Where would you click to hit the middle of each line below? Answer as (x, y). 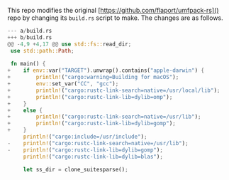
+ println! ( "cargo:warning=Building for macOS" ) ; (93, 78)
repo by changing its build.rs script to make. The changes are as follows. (115, 18)
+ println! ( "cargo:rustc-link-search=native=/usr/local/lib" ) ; (114, 90)
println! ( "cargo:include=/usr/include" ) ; (85, 137)
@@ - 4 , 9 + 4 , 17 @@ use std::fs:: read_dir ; (69, 44)
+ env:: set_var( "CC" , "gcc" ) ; (63, 84)
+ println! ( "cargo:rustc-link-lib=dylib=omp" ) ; (90, 97)
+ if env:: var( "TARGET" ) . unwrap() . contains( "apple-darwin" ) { (106, 70)
